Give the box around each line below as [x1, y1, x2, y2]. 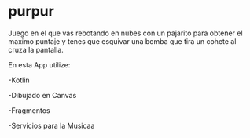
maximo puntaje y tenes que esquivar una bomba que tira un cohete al [8, 36, 237, 45]
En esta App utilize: [8, 60, 71, 69]
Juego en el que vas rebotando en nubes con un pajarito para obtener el [8, 28, 243, 38]
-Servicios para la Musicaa [8, 121, 95, 130]
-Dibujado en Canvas [8, 90, 77, 100]
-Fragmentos [8, 105, 50, 115]
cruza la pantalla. [8, 45, 64, 54]
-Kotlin [8, 75, 30, 85]
